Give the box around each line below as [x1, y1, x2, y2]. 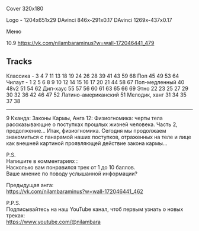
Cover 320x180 [6, 5, 44, 12]
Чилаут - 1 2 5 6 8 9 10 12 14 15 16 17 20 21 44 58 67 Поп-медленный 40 [6, 78, 185, 85]
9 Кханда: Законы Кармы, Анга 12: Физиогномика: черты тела [6, 114, 163, 121]
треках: [6, 211, 25, 219]
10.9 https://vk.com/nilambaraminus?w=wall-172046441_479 [6, 40, 155, 46]
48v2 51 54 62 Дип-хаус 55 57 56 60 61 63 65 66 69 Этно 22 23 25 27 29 [6, 85, 188, 92]
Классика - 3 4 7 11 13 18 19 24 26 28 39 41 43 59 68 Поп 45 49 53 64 [6, 72, 179, 79]
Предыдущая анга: [6, 181, 54, 188]
